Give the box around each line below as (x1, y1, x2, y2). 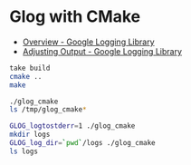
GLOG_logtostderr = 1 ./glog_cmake (9, 121, 136, 131)
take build (9, 63, 51, 73)
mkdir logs (9, 130, 51, 140)
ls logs (9, 147, 39, 156)
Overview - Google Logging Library (22, 36, 156, 47)
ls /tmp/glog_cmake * (9, 105, 88, 114)
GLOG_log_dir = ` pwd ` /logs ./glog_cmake (9, 139, 156, 148)
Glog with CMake (9, 6, 141, 27)
